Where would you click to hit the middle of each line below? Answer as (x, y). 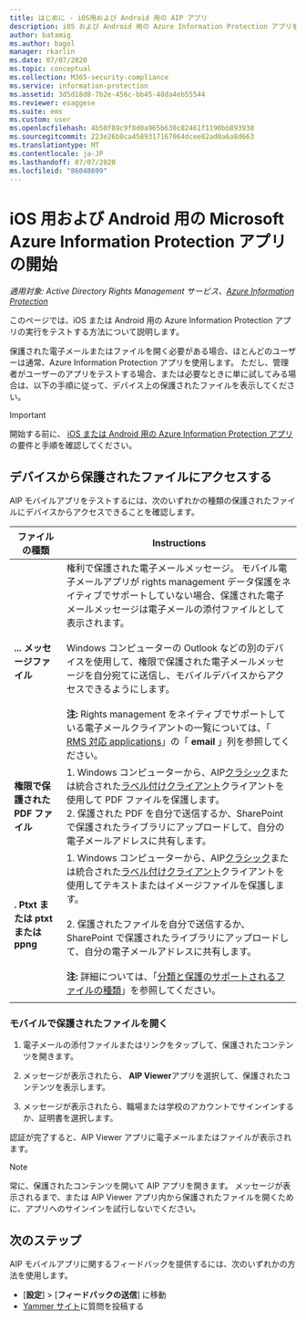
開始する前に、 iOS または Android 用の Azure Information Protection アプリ (152, 434)
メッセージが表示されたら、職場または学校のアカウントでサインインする (158, 1106)
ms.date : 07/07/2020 (49, 60)
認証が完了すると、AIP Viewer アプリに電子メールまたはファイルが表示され (151, 1137)
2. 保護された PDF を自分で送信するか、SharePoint (175, 813)
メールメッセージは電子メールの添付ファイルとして (175, 610)
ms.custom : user (40, 120)
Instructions (179, 543)
